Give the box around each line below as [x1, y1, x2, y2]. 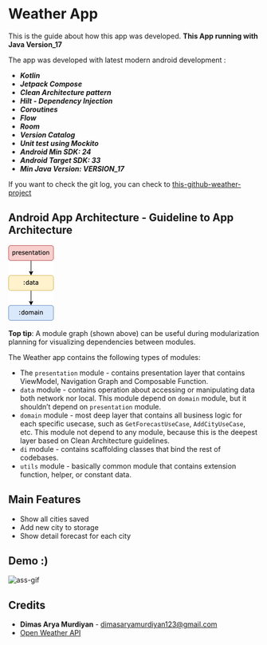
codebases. [19, 453, 59, 462]
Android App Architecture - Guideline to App [8, 211, 234, 224]
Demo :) [8, 554, 49, 568]
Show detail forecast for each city [19, 531, 132, 540]
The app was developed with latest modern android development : [8, 55, 226, 65]
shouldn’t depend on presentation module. [19, 402, 162, 411]
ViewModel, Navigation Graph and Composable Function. [19, 376, 209, 386]
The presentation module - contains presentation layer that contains [19, 368, 245, 378]
